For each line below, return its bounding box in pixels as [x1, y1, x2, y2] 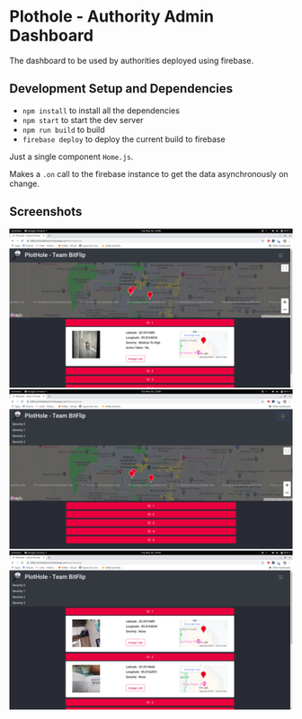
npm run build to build [22, 124, 105, 135]
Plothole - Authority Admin [9, 6, 214, 27]
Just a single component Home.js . [9, 151, 134, 162]
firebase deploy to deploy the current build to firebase [22, 133, 226, 145]
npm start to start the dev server [22, 114, 144, 125]
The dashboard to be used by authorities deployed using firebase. [9, 55, 254, 66]
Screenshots [9, 204, 83, 219]
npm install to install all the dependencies [22, 105, 180, 116]
